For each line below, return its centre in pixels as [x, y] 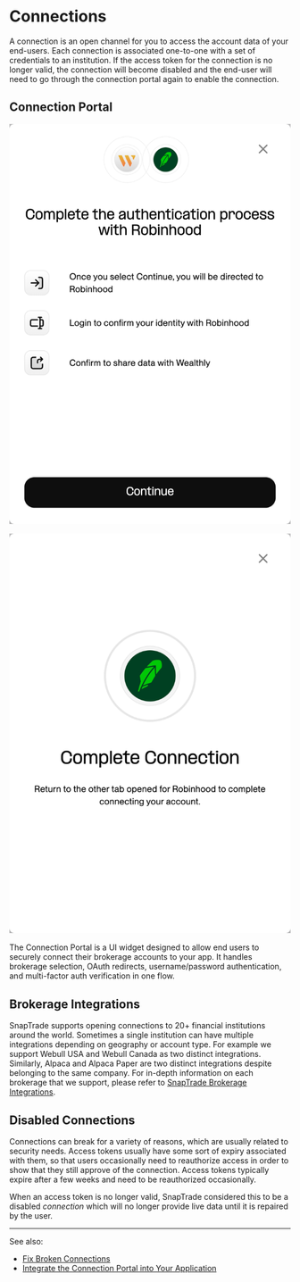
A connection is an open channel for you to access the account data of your [149, 41]
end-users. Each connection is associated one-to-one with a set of [133, 50]
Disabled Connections [72, 1120]
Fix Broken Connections [66, 1258]
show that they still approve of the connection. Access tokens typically [139, 1170]
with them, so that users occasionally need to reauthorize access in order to [149, 1160]
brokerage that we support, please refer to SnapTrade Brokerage [128, 1083]
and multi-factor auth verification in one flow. [92, 976]
